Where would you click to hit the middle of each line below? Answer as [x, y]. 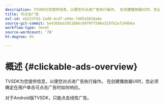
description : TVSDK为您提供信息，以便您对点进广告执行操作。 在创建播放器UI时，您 [81, 10]
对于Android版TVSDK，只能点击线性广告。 [48, 98]
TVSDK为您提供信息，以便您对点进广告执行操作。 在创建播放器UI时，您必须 [82, 81]
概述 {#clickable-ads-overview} [71, 67]
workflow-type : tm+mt [27, 28]
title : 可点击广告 [22, 14]
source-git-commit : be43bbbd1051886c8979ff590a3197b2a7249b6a [70, 23]
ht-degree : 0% [20, 37]
